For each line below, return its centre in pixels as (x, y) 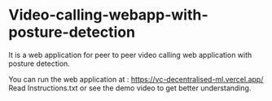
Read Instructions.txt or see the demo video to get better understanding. (130, 88)
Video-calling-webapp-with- (108, 15)
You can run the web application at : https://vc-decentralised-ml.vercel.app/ (136, 79)
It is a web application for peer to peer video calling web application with (130, 55)
